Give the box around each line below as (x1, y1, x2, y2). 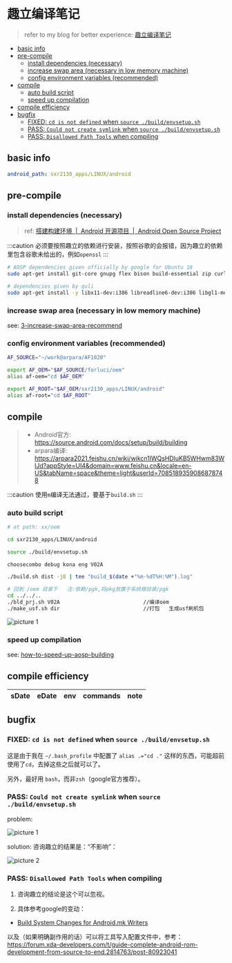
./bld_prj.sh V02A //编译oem (7, 599, 169, 606)
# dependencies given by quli (7, 283, 95, 290)
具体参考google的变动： (17, 905, 86, 913)
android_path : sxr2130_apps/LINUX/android (7, 171, 131, 177)
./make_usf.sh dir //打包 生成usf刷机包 (7, 605, 204, 612)
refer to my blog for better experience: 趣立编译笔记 (23, 30, 171, 39)
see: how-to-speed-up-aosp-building (7, 650, 114, 659)
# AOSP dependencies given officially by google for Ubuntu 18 (7, 264, 193, 271)
